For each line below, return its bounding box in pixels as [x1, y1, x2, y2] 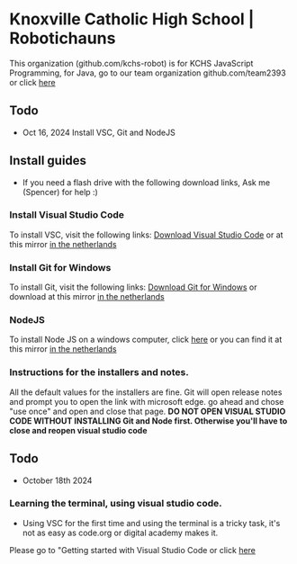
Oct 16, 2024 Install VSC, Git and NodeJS [22, 127, 175, 138]
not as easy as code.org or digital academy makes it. [22, 527, 219, 538]
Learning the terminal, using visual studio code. [9, 497, 222, 510]
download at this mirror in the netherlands [9, 291, 165, 302]
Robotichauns [9, 28, 116, 49]
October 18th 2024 [22, 475, 93, 486]
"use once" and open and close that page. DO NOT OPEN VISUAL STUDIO [9, 406, 286, 416]
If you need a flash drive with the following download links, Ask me [22, 176, 271, 188]
